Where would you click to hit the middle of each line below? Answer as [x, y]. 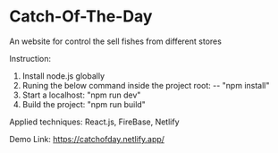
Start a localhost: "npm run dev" [81, 95]
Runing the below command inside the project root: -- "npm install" [146, 85]
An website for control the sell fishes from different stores [115, 41]
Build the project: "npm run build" [84, 104]
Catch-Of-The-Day [81, 17]
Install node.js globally [63, 76]
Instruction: [30, 58]
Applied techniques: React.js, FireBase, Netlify [95, 122]
